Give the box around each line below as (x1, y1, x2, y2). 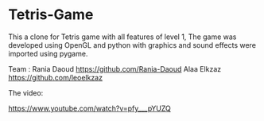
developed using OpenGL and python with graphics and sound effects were (8, 40, 257, 49)
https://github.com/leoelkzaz (8, 72, 103, 82)
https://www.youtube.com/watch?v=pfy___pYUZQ (8, 103, 171, 113)
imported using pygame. (8, 49, 88, 58)
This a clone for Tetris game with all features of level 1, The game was (8, 32, 237, 41)
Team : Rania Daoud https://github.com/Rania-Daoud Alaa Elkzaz (8, 64, 222, 73)
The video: (8, 88, 44, 97)
